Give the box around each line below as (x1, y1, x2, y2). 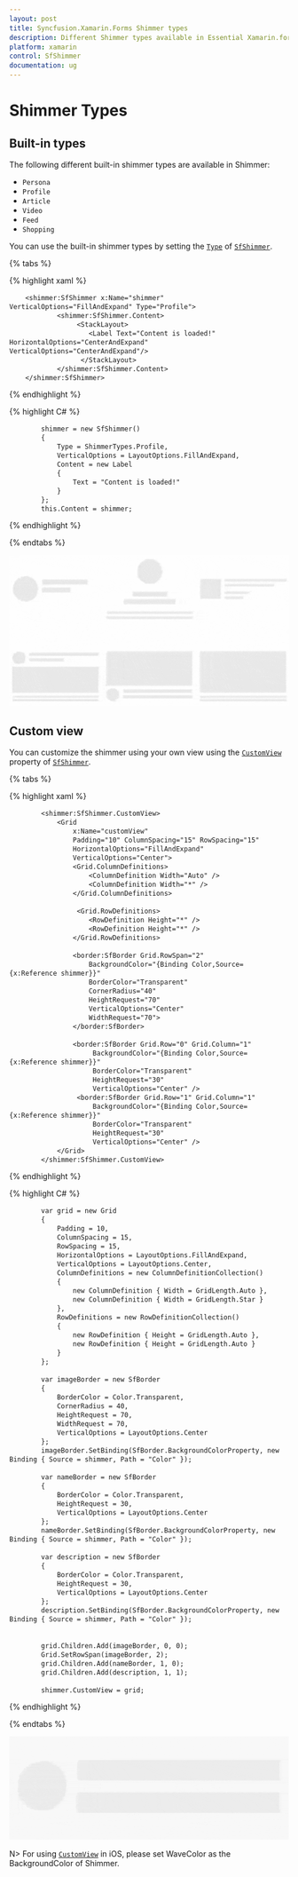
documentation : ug (9, 61, 77, 70)
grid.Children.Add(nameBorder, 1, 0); (41, 1659, 184, 1668)
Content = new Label (56, 460, 133, 469)
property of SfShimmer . (9, 756, 91, 767)
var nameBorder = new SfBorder (41, 1473, 157, 1482)
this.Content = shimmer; (41, 504, 133, 513)
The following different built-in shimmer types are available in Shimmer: (9, 160, 271, 170)
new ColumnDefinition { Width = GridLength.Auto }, (72, 1287, 268, 1295)
